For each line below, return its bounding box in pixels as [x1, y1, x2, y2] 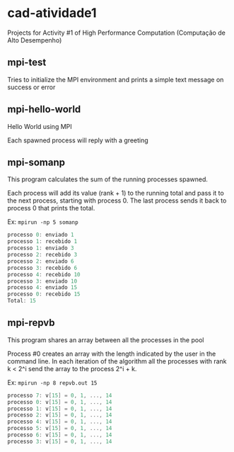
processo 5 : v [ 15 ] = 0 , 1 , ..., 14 [7, 425, 112, 432]
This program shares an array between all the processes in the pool [7, 335, 204, 344]
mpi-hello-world [7, 103, 81, 115]
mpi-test [7, 57, 47, 69]
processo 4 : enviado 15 [7, 284, 78, 291]
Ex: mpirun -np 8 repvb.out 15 [7, 378, 98, 387]
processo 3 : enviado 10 [7, 278, 78, 285]
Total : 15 [7, 298, 37, 305]
